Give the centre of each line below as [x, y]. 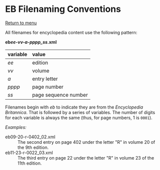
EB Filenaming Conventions [63, 9]
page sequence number [60, 95]
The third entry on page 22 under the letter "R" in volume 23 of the [86, 158]
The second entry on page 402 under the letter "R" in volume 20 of [86, 142]
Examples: [16, 127]
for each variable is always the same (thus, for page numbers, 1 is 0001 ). [79, 117]
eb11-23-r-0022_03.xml [29, 153]
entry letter [45, 79]
